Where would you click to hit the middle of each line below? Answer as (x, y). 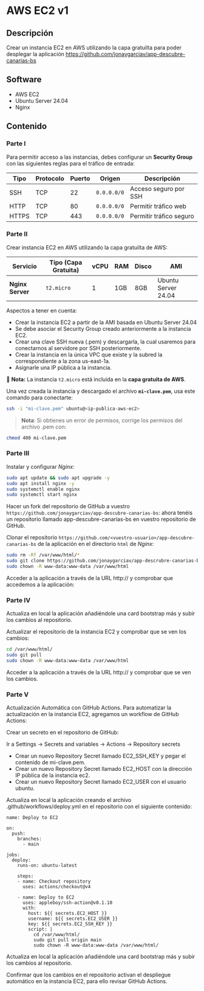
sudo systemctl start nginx (42, 495)
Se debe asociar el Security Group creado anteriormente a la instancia (103, 328)
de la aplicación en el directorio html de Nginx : (96, 544)
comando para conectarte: (39, 397)
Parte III (18, 454)
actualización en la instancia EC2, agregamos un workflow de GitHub (93, 714)
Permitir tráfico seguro (162, 216)
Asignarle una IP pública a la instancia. (63, 367)
